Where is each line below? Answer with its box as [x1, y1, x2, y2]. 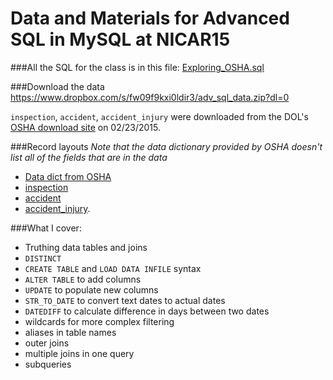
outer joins [24, 337, 70, 349]
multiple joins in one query [24, 347, 135, 359]
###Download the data [10, 80, 105, 92]
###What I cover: [10, 222, 82, 234]
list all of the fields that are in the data [10, 151, 168, 163]
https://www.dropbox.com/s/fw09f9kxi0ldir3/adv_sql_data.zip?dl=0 [10, 91, 290, 103]
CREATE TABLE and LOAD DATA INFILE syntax [24, 262, 202, 274]
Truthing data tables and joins [24, 241, 148, 253]
